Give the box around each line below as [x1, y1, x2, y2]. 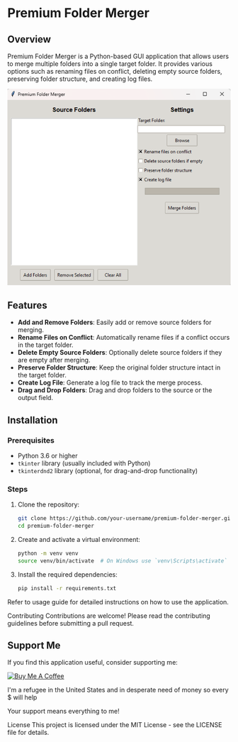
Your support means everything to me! [7, 707, 120, 716]
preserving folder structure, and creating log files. [7, 74, 153, 83]
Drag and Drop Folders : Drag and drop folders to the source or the [17, 386, 212, 394]
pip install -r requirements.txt [17, 585, 117, 592]
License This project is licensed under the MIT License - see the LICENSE [7, 721, 222, 729]
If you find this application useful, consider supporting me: [7, 658, 178, 667]
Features [7, 299, 47, 311]
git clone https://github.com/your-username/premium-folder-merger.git [17, 515, 234, 522]
